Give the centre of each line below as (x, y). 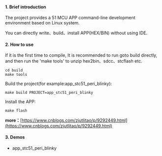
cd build (14, 70)
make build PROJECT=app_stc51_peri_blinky (49, 93)
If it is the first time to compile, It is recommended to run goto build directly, (81, 55)
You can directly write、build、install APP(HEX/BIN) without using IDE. (76, 33)
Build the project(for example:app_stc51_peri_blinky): (58, 84)
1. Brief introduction (26, 7)
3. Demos (15, 137)
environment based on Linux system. (42, 23)
